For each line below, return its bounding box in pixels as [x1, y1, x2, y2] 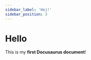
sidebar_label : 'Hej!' [5, 7, 52, 12]
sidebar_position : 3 [5, 12, 48, 17]
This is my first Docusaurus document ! [5, 49, 87, 55]
